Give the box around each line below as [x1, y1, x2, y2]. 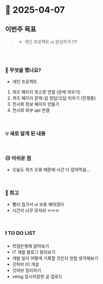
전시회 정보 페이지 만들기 [12, 101, 60, 107]
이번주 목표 [5, 25, 37, 33]
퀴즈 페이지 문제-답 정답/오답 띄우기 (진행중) [12, 95, 96, 101]
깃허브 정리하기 [12, 267, 41, 273]
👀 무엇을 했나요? [5, 67, 41, 74]
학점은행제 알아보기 [12, 243, 49, 249]
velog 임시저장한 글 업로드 [12, 274, 62, 280]
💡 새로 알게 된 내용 [5, 130, 46, 137]
